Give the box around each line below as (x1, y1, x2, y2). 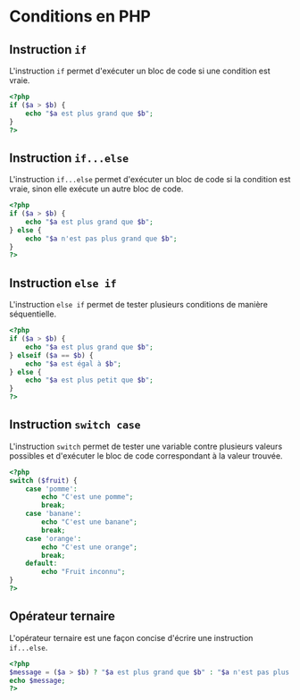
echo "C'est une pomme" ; (41, 493, 134, 502)
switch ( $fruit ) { (9, 476, 78, 485)
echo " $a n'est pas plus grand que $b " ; (25, 234, 178, 243)
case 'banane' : (25, 510, 82, 519)
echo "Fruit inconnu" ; (41, 568, 126, 577)
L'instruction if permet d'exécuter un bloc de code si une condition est (9, 65, 271, 76)
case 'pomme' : (25, 485, 78, 493)
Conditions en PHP (9, 6, 152, 27)
